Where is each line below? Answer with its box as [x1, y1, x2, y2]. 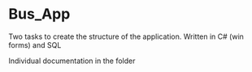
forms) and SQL [8, 40, 62, 49]
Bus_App [8, 5, 71, 23]
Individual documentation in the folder [8, 56, 136, 66]
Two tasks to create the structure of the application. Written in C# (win [8, 32, 244, 41]
